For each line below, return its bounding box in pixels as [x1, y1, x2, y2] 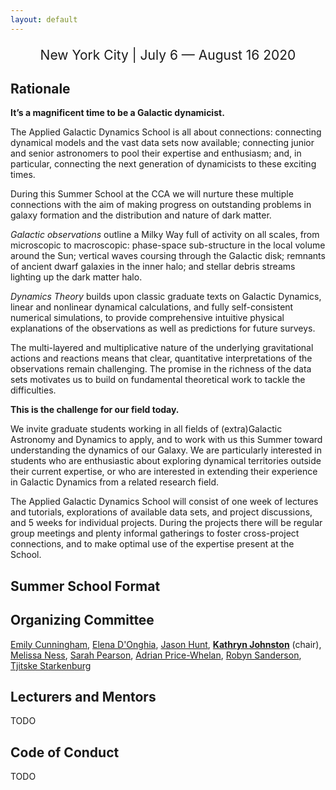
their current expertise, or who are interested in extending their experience [10, 466, 318, 478]
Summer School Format [10, 577, 161, 595]
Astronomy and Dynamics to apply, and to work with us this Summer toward [10, 434, 323, 446]
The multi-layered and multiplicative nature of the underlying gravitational [10, 342, 314, 354]
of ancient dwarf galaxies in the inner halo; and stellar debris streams [10, 261, 296, 273]
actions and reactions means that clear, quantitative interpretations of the [10, 352, 313, 365]
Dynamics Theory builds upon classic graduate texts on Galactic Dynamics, [10, 291, 322, 303]
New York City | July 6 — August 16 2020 [39, 46, 297, 63]
